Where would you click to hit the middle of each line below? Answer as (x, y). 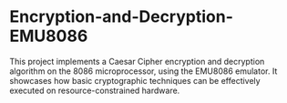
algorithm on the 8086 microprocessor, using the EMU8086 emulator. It (143, 71)
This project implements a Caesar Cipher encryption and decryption (137, 61)
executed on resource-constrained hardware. (95, 90)
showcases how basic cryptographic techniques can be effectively (135, 80)
